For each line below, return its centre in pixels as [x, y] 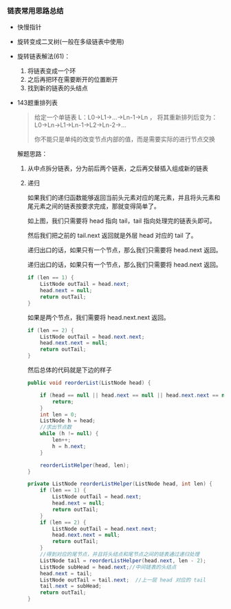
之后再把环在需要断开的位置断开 [73, 80]
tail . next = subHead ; [71, 586]
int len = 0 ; [59, 414]
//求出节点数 [56, 428]
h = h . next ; [69, 446]
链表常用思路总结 [35, 10]
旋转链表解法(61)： [44, 56]
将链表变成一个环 [52, 71]
